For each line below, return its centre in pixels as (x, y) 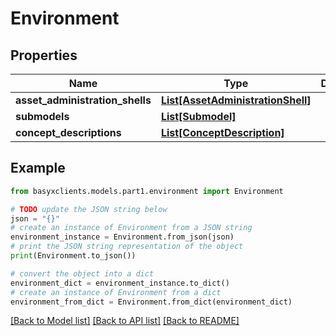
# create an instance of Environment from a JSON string (131, 228)
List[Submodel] (198, 116)
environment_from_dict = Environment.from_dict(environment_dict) (151, 302)
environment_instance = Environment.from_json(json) (122, 237)
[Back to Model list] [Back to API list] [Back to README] (125, 321)
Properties (44, 55)
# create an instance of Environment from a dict (116, 292)
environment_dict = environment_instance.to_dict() (120, 283)
